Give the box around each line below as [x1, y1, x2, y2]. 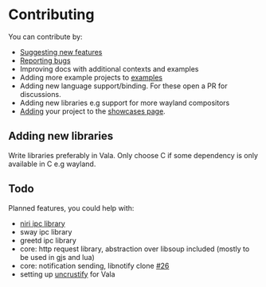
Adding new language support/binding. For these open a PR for [19, 81, 228, 91]
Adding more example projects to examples [19, 72, 163, 82]
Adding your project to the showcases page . [19, 106, 166, 116]
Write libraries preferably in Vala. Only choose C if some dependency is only [8, 150, 259, 160]
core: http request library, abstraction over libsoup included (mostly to [19, 244, 250, 254]
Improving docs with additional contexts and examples [19, 64, 199, 73]
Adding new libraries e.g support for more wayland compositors [19, 98, 230, 107]
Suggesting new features [19, 47, 103, 56]
